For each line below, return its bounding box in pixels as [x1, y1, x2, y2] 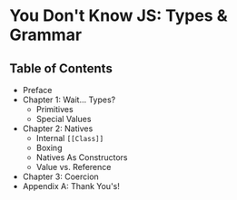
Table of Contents [9, 61, 114, 76]
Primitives [35, 104, 74, 114]
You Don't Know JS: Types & [9, 5, 228, 26]
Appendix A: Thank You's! [22, 181, 120, 191]
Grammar [9, 24, 83, 45]
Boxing [35, 142, 63, 153]
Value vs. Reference [35, 162, 112, 172]
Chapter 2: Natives [22, 123, 94, 134]
